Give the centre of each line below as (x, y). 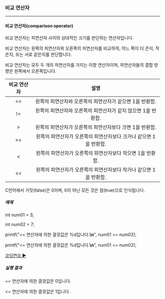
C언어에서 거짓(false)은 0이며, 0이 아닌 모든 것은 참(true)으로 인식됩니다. (75, 190)
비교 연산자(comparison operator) (39, 26)
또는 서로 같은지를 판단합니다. (44, 54)
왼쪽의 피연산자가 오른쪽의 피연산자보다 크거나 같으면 (94, 136)
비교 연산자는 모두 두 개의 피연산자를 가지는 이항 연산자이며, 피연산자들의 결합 (79, 65)
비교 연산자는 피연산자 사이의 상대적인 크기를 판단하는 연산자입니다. (69, 37)
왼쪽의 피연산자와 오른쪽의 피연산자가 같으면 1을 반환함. (96, 101)
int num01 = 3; (20, 215)
